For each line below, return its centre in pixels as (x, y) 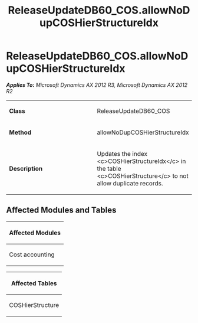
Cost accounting (32, 255)
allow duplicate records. (130, 183)
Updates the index (122, 154)
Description (26, 168)
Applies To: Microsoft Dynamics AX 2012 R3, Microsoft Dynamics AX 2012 (97, 85)
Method (20, 132)
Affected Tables (34, 283)
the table (109, 168)
